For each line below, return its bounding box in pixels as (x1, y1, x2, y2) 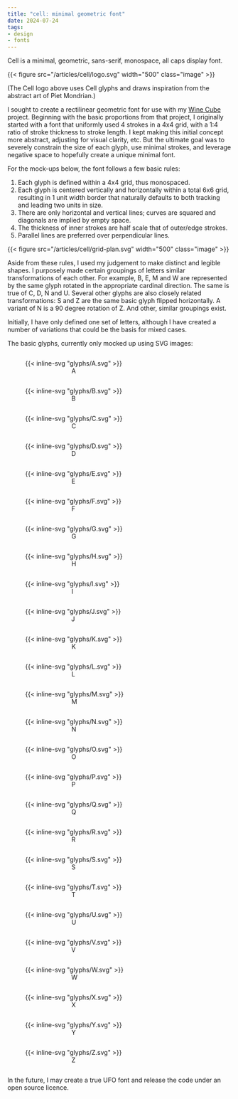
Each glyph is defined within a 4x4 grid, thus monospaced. (17, 179, 190, 187)
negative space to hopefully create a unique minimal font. (7, 151, 176, 159)
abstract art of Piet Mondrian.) (7, 92, 96, 100)
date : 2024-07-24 (7, 17, 59, 24)
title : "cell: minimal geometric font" (7, 10, 126, 18)
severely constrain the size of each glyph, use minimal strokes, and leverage (7, 143, 232, 152)
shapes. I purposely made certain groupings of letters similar (7, 266, 186, 275)
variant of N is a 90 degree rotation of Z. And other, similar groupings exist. (7, 304, 227, 313)
